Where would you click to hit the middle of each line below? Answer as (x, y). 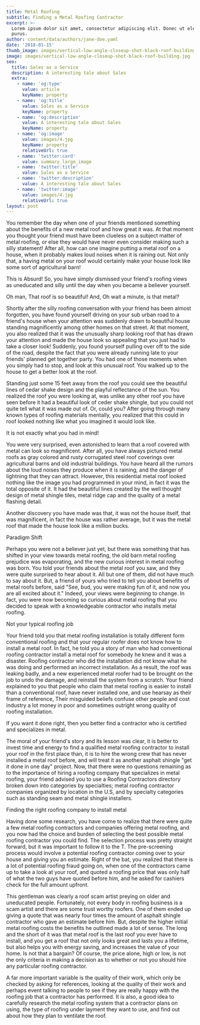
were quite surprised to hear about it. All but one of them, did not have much (100, 574)
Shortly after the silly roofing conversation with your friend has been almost (99, 309)
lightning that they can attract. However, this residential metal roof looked (96, 476)
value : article (41, 90)
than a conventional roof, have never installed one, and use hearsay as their (99, 692)
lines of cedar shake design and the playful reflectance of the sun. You (93, 390)
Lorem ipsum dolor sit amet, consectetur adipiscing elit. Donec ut (98, 28)
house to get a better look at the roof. (52, 372)
